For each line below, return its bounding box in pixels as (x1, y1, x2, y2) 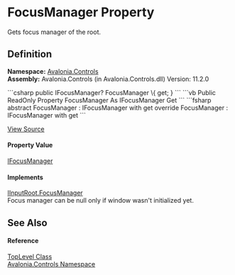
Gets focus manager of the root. (7, 28, 102, 36)
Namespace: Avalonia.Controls (7, 67, 99, 75)
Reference (7, 237, 39, 245)
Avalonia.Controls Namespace (7, 259, 96, 268)
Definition (7, 48, 52, 60)
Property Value (7, 141, 53, 150)
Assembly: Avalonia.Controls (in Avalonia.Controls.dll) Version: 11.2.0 (7, 74, 209, 83)
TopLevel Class (7, 252, 53, 261)
